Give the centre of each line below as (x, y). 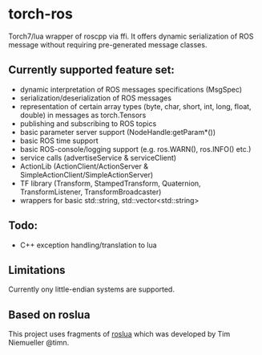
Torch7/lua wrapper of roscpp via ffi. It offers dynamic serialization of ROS (131, 36)
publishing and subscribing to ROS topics (88, 123)
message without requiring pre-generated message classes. (108, 44)
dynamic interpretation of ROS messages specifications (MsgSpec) (131, 89)
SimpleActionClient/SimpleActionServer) (87, 174)
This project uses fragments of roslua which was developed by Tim (119, 334)
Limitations (37, 270)
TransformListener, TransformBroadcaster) (91, 192)
